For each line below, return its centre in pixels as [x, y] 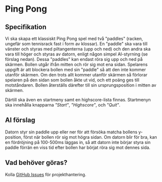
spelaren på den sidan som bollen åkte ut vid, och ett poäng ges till [72, 80]
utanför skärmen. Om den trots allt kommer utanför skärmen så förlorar [76, 75]
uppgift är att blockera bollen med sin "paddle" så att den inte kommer [75, 70]
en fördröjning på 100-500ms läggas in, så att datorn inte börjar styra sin [78, 142]
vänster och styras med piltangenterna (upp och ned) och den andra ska [78, 49]
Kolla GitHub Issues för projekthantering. [46, 174]
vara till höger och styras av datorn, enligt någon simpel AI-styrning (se [77, 54]
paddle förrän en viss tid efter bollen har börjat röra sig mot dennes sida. [78, 147]
